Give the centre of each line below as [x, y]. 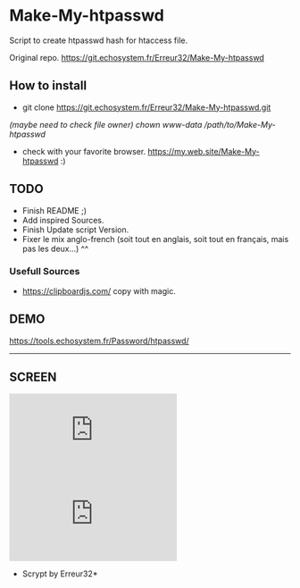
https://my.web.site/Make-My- [204, 151]
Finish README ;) [54, 210]
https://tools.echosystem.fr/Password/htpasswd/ [99, 340]
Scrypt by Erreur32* [60, 574]
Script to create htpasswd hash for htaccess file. [99, 40]
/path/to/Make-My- [240, 124]
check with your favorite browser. [84, 151]
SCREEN [33, 378]
